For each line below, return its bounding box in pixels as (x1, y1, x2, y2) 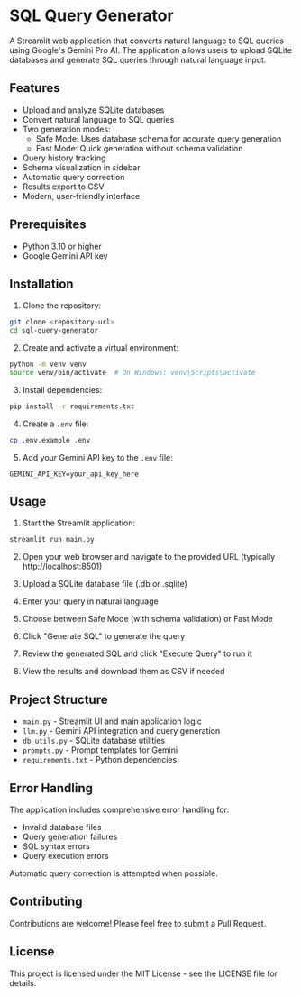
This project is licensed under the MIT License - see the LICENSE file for (9, 968, 278, 979)
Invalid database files (22, 821, 102, 832)
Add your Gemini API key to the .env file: (22, 452, 173, 462)
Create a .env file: (22, 418, 89, 429)
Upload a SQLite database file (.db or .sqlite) (22, 579, 187, 589)
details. (9, 977, 37, 988)
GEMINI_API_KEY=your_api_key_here (9, 470, 140, 479)
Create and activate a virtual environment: (22, 343, 178, 353)
